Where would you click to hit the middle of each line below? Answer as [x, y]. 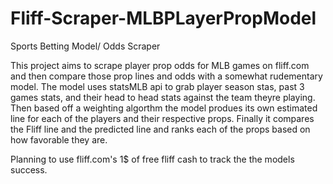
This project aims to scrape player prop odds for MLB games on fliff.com [160, 65]
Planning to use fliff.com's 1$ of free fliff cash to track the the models [152, 159]
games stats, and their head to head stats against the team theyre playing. [163, 97]
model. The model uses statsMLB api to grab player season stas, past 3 [157, 86]
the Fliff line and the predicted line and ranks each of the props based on [160, 129]
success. [29, 169]
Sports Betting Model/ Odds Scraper [85, 46]
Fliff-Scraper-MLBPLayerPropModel [163, 18]
